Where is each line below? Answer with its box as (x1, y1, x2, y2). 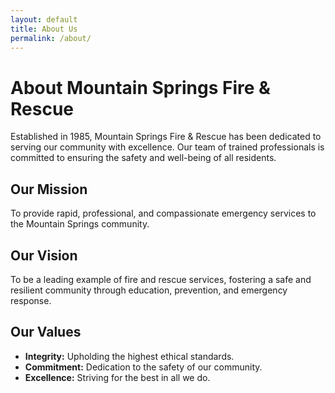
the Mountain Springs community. (10, 218, 150, 230)
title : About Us (10, 24, 78, 34)
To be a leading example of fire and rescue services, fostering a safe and (10, 273, 312, 285)
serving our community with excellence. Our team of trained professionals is (10, 141, 325, 153)
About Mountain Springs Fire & (10, 76, 271, 99)
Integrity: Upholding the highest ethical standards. (24, 350, 235, 362)
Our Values (10, 324, 82, 341)
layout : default (10, 14, 78, 25)
